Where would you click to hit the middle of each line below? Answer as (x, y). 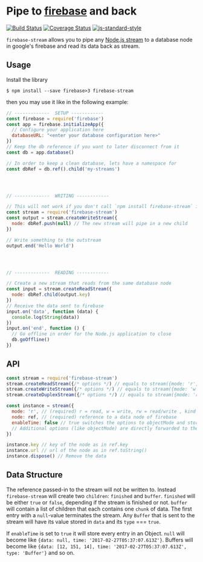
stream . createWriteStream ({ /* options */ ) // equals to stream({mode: (97, 389)
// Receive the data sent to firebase (55, 306)
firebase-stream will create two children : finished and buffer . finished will (101, 496)
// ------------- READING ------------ (58, 273)
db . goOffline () (31, 340)
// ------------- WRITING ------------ (58, 196)
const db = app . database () (40, 152)
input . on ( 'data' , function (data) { (52, 312)
